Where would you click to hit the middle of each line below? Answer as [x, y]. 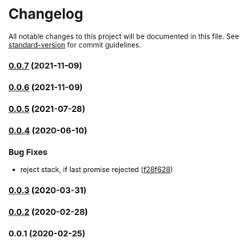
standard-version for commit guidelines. [75, 44]
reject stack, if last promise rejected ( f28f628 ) [96, 169]
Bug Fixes [28, 152]
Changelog [46, 14]
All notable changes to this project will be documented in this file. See [124, 36]
